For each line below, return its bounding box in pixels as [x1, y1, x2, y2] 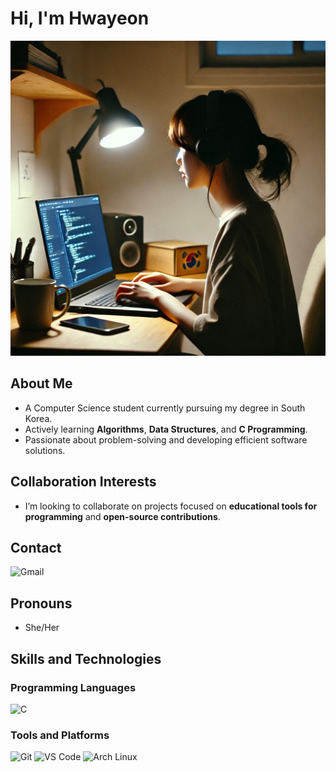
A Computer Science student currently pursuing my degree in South [24, 402, 306, 414]
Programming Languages [10, 680, 137, 694]
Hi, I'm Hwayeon [10, 7, 150, 30]
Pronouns [10, 595, 73, 612]
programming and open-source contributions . [24, 510, 221, 522]
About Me [10, 375, 73, 392]
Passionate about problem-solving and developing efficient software [24, 433, 308, 446]
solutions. [24, 444, 66, 456]
